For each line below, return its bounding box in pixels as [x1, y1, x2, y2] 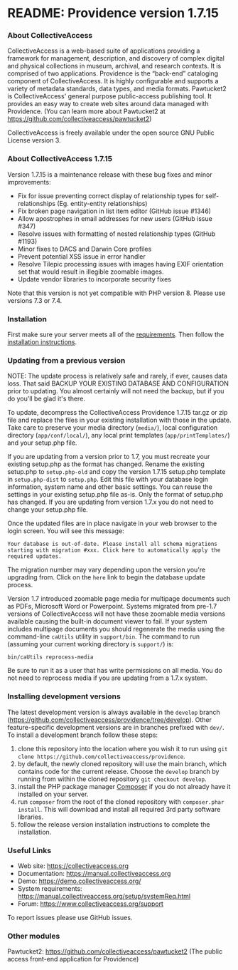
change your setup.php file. [7, 505, 89, 514]
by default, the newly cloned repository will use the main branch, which [17, 759, 227, 768]
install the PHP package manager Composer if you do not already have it [17, 782, 231, 790]
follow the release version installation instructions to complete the [17, 820, 210, 828]
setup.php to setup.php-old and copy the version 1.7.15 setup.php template [7, 468, 226, 476]
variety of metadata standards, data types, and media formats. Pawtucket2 [7, 84, 227, 93]
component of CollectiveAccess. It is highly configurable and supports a [7, 77, 219, 86]
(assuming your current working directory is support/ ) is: [7, 640, 174, 649]
